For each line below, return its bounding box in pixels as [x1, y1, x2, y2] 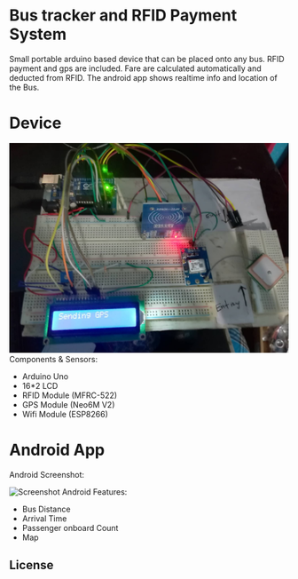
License [9, 558, 54, 573]
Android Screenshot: [9, 469, 85, 480]
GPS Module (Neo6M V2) [21, 399, 115, 409]
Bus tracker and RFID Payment [9, 5, 238, 26]
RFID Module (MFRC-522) [21, 390, 118, 401]
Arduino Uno [21, 370, 69, 382]
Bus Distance [21, 504, 71, 514]
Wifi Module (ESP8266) [21, 408, 108, 419]
